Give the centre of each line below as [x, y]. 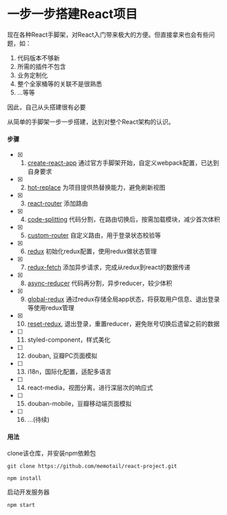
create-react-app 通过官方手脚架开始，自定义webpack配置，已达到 [123, 163]
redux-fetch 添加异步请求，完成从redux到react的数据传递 [109, 267]
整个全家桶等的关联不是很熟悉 [59, 84]
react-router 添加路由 [58, 204]
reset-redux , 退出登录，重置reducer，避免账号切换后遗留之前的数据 [124, 324]
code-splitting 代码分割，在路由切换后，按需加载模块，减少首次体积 [124, 220]
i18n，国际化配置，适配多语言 [69, 372]
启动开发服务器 [28, 492]
